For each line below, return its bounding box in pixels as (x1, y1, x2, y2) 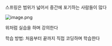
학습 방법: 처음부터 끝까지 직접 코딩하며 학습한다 (5, 35, 100, 41)
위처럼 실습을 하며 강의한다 (5, 24, 58, 30)
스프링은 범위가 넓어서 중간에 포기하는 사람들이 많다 (5, 4, 107, 10)
